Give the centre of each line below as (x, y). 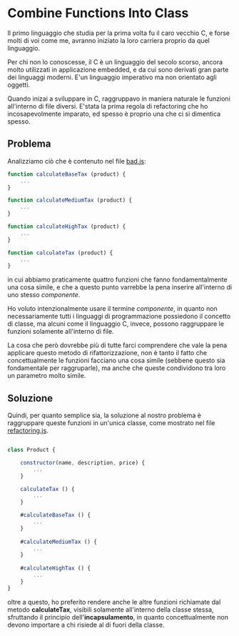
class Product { (31, 450)
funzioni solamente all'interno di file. (61, 332)
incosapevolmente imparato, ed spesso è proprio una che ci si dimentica (114, 114)
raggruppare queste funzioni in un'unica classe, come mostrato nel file (111, 423)
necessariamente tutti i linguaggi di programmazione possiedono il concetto (119, 317)
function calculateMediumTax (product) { (70, 200)
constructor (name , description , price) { (82, 462)
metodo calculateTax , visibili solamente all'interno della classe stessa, (111, 610)
